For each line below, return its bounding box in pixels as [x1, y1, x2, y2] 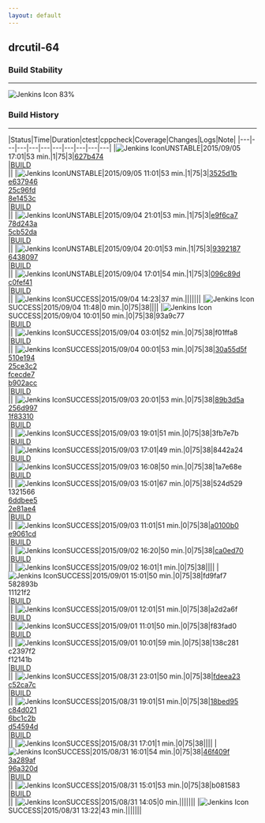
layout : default [8, 11, 62, 20]
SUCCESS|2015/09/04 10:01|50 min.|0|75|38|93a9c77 [8, 311, 185, 320]
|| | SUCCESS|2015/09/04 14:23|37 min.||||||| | [8, 294, 206, 304]
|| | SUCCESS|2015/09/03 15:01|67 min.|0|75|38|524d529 [8, 478, 243, 488]
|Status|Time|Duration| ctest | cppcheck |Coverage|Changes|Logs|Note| [8, 135, 237, 144]
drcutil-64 [8, 41, 60, 54]
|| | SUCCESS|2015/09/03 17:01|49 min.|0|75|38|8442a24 [8, 445, 244, 455]
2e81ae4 [8, 503, 37, 513]
